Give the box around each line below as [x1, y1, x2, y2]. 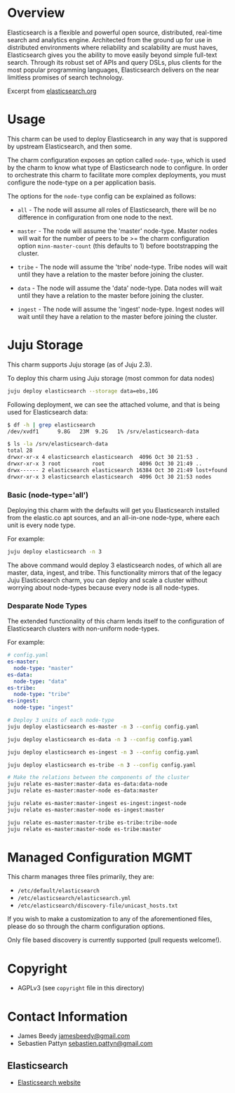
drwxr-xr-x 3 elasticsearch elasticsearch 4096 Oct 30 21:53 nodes [7, 473, 212, 480]
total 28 [7, 447, 33, 455]
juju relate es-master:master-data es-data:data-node [7, 781, 168, 788]
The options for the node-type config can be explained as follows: [7, 191, 196, 200]
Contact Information [7, 1009, 128, 1025]
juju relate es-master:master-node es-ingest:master [7, 806, 165, 814]
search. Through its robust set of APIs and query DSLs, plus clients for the [7, 58, 222, 66]
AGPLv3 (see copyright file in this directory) [17, 984, 145, 992]
